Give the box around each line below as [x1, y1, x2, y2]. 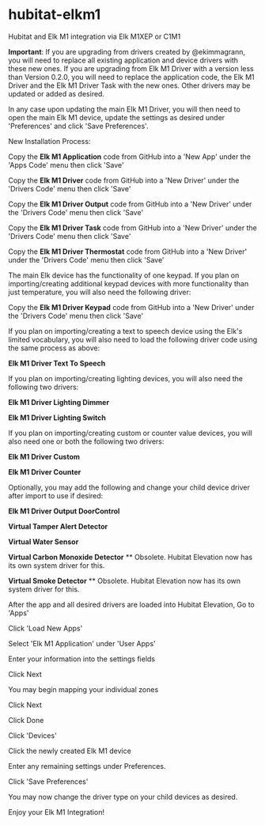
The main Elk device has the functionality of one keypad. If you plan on [8, 271, 240, 280]
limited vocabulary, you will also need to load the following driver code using [8, 335, 258, 344]
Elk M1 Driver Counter [8, 467, 81, 476]
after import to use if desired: [8, 490, 104, 500]
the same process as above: [8, 342, 100, 353]
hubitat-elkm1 [8, 6, 101, 24]
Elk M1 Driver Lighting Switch [8, 413, 107, 422]
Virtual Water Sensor [8, 536, 79, 547]
